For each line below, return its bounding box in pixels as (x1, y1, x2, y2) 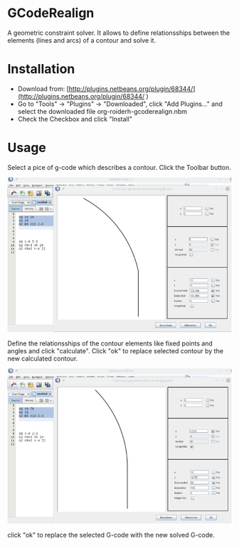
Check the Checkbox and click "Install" (17, 114, 133, 123)
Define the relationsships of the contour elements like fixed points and (7, 339, 213, 348)
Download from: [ (17, 84, 70, 93)
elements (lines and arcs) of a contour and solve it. (7, 36, 156, 44)
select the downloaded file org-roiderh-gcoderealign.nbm (17, 107, 187, 115)
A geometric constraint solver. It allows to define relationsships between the (7, 28, 230, 37)
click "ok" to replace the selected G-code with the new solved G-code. (7, 531, 216, 540)
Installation (7, 61, 75, 77)
